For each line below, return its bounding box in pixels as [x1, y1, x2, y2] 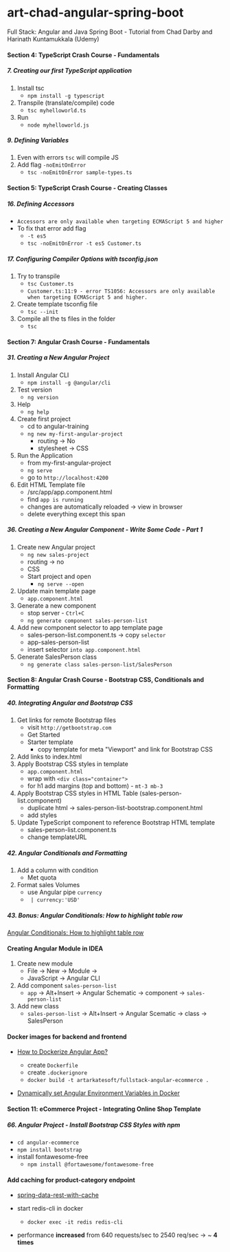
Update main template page [16, 586, 96, 595]
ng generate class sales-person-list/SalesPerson [27, 661, 173, 668]
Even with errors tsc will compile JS [16, 153, 119, 162]
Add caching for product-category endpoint [7, 1176, 135, 1184]
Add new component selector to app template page [16, 623, 163, 631]
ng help [27, 408, 49, 416]
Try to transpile [16, 272, 60, 280]
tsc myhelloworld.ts [27, 107, 87, 114]
